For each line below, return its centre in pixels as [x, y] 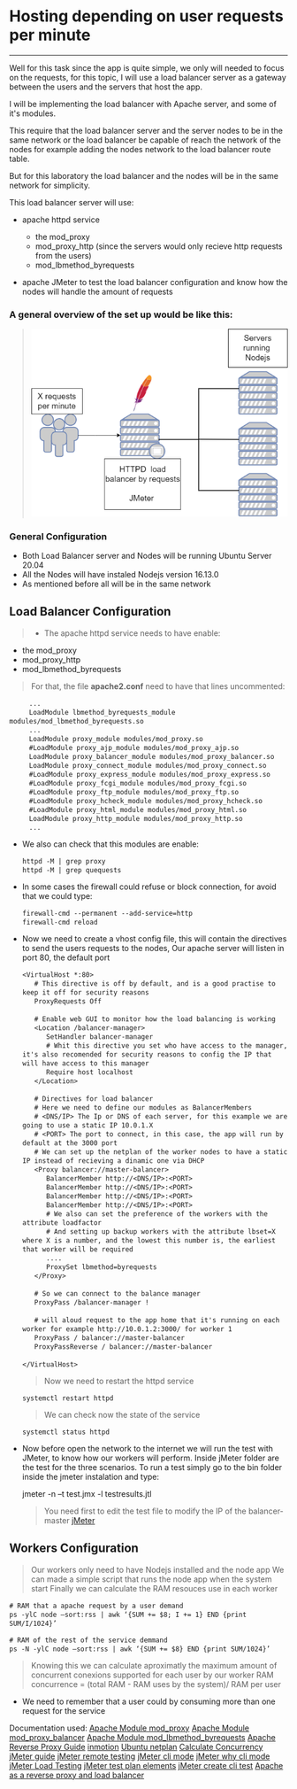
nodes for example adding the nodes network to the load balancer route [140, 149]
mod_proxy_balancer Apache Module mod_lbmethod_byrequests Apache [142, 1737]
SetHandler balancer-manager [99, 1037]
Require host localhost [90, 1072]
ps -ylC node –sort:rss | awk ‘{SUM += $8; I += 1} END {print [128, 1615]
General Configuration [58, 536]
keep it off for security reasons [85, 992]
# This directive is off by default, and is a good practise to [155, 984]
